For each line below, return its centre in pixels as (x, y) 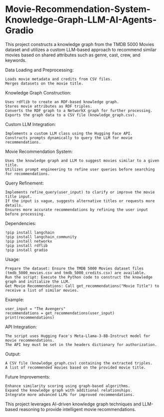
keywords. (16, 60)
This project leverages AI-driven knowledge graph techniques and (73, 404)
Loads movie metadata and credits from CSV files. (59, 79)
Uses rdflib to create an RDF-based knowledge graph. (62, 102)
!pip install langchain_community (41, 237)
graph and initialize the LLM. (38, 281)
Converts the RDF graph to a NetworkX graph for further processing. (79, 110)
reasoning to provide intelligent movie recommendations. (78, 409)
